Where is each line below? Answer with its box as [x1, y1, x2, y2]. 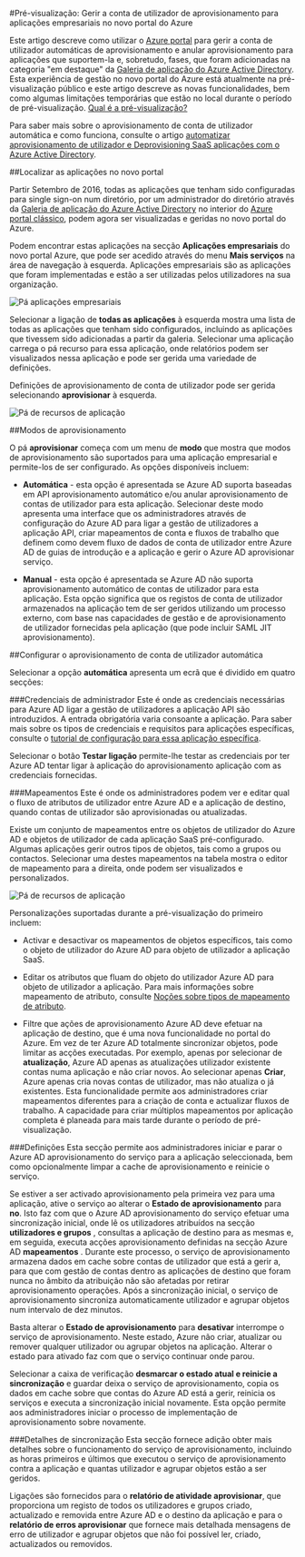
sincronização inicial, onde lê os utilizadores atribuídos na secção [9, 1217, 256, 1228]
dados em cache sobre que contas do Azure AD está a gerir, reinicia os [9, 1388, 276, 1398]
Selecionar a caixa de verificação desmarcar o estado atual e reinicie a [9, 1368, 279, 1379]
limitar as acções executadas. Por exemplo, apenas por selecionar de [22, 1048, 283, 1058]
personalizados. [9, 872, 70, 883]
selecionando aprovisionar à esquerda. [9, 389, 157, 400]
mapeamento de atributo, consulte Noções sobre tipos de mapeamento [22, 991, 290, 1001]
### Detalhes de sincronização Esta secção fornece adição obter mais [9, 1434, 272, 1444]
